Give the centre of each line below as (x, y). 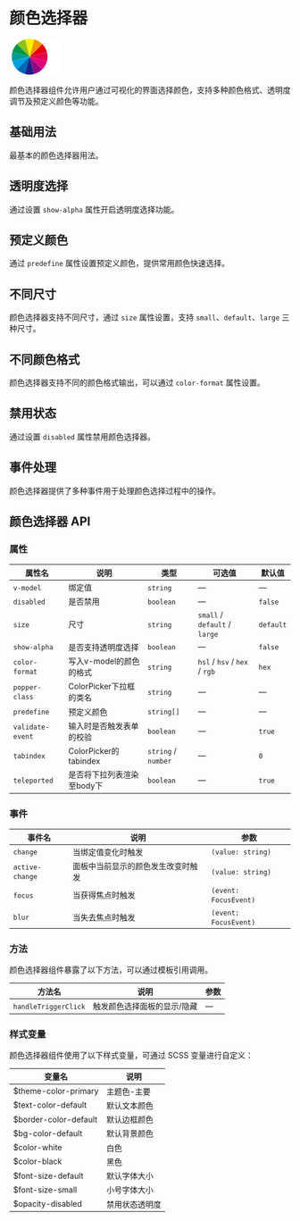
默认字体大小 (129, 1176)
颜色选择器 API (50, 522)
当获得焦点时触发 (104, 895)
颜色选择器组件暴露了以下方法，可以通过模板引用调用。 (111, 970)
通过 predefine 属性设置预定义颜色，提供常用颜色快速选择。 (120, 263)
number (159, 761)
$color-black (37, 1161)
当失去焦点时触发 (104, 917)
